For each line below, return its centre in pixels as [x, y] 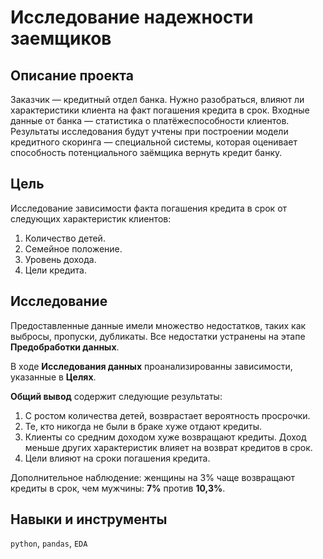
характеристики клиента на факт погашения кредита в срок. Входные [160, 110]
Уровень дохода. [60, 259]
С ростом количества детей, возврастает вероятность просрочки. [167, 415]
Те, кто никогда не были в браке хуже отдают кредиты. [143, 426]
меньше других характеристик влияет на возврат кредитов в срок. [168, 447]
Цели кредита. [55, 270]
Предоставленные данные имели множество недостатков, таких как [158, 325]
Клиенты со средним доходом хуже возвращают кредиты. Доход [165, 437]
